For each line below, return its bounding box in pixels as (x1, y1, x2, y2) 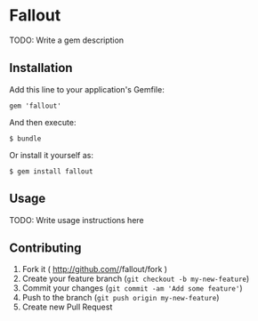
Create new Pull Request (21, 301, 113, 312)
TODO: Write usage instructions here (9, 214, 144, 225)
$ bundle (9, 134, 42, 143)
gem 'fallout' (9, 101, 62, 110)
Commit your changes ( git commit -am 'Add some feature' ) (21, 283, 243, 293)
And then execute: (9, 116, 77, 127)
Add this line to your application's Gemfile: (9, 84, 165, 94)
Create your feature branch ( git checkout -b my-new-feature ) (21, 273, 250, 285)
